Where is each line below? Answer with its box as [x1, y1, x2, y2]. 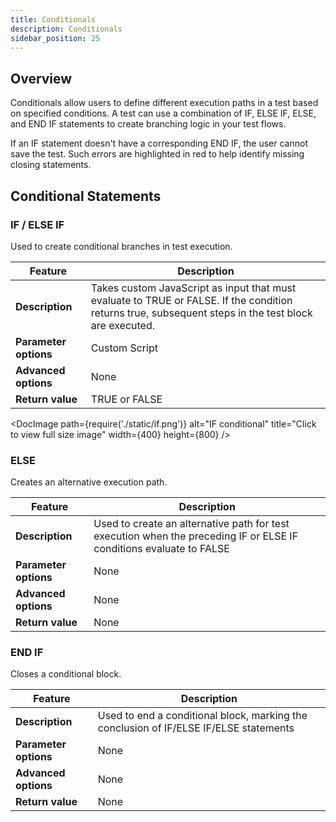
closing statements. [10, 159, 92, 171]
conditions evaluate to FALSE [93, 542, 230, 556]
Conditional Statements [10, 187, 162, 205]
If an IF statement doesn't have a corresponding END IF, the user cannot [10, 137, 308, 150]
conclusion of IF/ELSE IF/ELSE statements [97, 721, 295, 735]
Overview [10, 70, 73, 87]
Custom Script [90, 341, 158, 355]
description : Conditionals [10, 24, 123, 34]
